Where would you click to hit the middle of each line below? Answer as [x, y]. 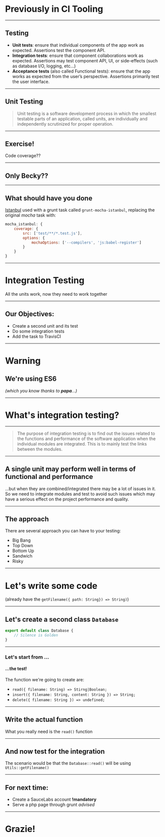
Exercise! [20, 144]
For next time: [27, 788]
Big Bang [21, 540]
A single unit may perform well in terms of [70, 469]
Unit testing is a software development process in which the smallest [87, 113]
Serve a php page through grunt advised [53, 805]
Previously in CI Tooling [54, 9]
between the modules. [40, 449]
